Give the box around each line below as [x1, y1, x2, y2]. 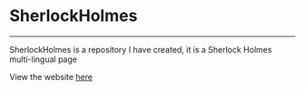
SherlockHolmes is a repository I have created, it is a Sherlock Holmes [9, 44, 272, 55]
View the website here [9, 71, 93, 82]
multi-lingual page [9, 54, 77, 65]
